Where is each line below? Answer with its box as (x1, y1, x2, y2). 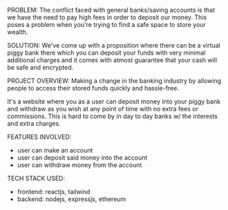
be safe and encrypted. (7, 64, 74, 71)
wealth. (7, 28, 28, 36)
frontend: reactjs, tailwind (17, 188, 91, 195)
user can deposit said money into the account (17, 153, 148, 162)
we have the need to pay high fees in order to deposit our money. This (7, 13, 207, 21)
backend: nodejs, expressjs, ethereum (17, 195, 126, 203)
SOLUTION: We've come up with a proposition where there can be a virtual (7, 41, 221, 49)
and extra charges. (7, 120, 61, 127)
